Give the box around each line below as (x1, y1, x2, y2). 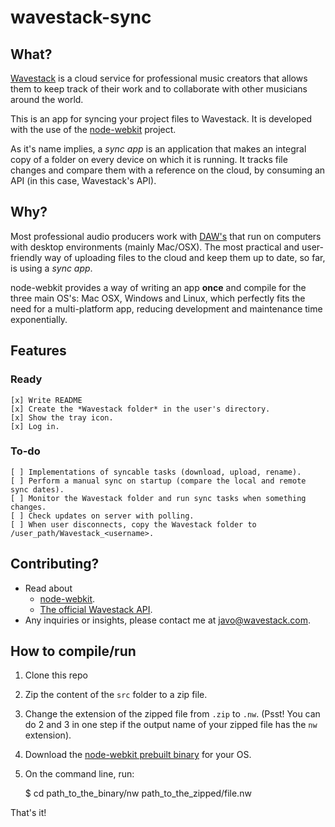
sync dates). (10, 484, 65, 495)
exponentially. (10, 313, 68, 325)
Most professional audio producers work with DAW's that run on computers (10, 230, 322, 242)
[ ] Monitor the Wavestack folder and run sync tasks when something (10, 493, 307, 503)
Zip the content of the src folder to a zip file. (24, 689, 208, 701)
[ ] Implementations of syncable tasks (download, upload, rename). (10, 467, 302, 477)
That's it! (10, 807, 47, 819)
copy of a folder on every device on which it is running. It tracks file (10, 154, 288, 165)
